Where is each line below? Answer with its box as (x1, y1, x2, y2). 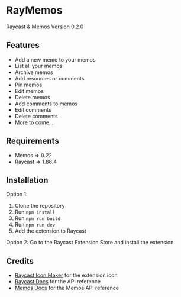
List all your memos (14, 62, 63, 69)
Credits (6, 256, 34, 266)
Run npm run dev (14, 221, 56, 228)
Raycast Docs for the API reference (14, 278, 101, 285)
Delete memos (14, 93, 50, 101)
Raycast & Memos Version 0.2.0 (6, 23, 84, 30)
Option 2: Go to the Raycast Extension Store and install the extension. (6, 239, 176, 246)
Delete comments (14, 112, 58, 120)
